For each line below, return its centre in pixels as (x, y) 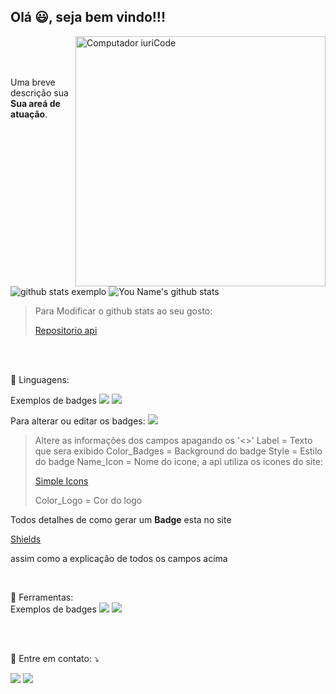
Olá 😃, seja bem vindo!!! (88, 17)
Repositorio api (66, 330)
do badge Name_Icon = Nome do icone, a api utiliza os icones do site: (178, 461)
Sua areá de (35, 103)
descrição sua (39, 92)
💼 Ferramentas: (42, 597)
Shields (26, 539)
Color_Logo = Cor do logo (88, 500)
